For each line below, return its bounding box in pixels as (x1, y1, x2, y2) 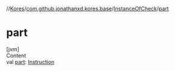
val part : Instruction (6, 58, 55, 65)
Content (6, 52, 26, 59)
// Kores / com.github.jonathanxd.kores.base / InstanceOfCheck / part (6, 5, 170, 12)
